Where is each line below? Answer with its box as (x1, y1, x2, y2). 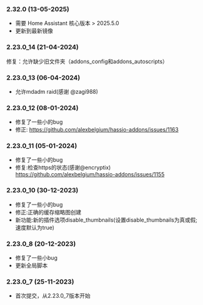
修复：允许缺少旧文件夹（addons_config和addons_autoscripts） (6, 58, 168, 65)
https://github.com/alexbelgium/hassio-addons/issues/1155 (15, 171, 165, 178)
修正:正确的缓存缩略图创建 (15, 208, 81, 216)
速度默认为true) (15, 224, 55, 231)
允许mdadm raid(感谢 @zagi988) (15, 88, 98, 95)
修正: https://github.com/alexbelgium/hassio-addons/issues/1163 (15, 126, 179, 134)
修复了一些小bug (15, 254, 58, 262)
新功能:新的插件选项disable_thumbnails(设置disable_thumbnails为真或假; (15, 216, 197, 224)
